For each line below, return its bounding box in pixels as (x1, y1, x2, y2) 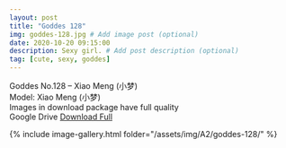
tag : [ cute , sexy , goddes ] (9, 55, 111, 64)
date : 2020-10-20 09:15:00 (9, 38, 111, 48)
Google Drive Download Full (9, 111, 113, 122)
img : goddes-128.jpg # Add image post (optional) (9, 30, 200, 39)
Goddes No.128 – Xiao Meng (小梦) (9, 81, 138, 91)
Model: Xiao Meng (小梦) (9, 91, 102, 102)
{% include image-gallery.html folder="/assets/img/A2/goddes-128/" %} (9, 129, 278, 139)
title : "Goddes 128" (9, 22, 87, 30)
